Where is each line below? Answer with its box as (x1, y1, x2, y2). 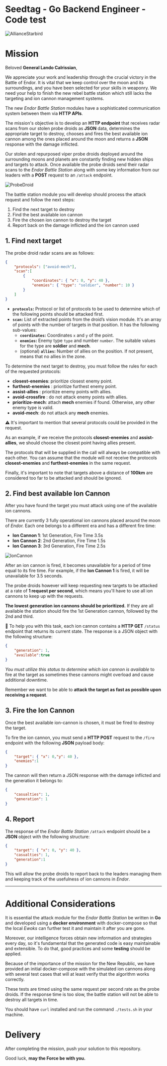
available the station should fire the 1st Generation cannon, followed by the (5, 608, 158, 614)
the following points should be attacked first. (12, 311, 104, 317)
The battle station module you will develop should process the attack (5, 191, 147, 197)
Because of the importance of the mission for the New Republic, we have (5, 960, 155, 966)
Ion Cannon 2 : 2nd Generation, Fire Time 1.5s (12, 537, 106, 544)
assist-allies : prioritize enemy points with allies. (12, 388, 112, 394)
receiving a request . (5, 692, 48, 698)
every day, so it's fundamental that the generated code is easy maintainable (5, 940, 161, 946)
